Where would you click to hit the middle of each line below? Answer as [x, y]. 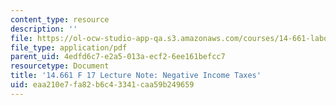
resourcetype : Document [60, 66]
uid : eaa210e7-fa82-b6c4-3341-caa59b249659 [102, 85]
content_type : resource [60, 19]
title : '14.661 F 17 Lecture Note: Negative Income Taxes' [136, 76]
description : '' [44, 29]
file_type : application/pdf [69, 47]
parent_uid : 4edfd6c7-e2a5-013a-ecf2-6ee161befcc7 [118, 57]
